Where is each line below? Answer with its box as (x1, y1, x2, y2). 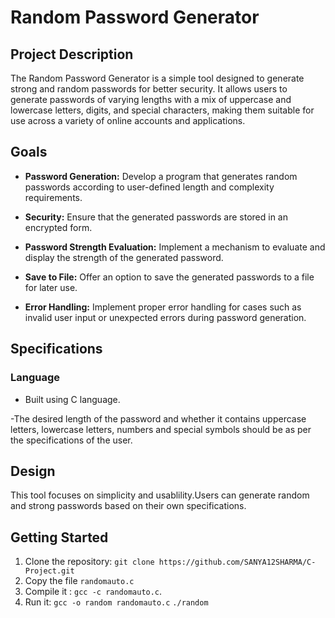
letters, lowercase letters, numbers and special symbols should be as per (10, 423, 312, 435)
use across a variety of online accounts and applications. (10, 115, 246, 126)
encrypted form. (24, 221, 93, 233)
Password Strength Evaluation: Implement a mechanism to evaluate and (24, 241, 326, 253)
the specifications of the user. (10, 434, 133, 446)
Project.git (24, 566, 75, 576)
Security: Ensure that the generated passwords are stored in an (24, 211, 288, 223)
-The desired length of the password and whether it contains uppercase (10, 412, 307, 425)
